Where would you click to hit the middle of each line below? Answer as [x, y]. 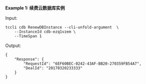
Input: [11, 18]
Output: [13, 46]
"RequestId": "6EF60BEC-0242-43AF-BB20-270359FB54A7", [83, 64]
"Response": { [29, 59]
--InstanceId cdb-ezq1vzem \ [45, 32]
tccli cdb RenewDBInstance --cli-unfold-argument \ [62, 27]
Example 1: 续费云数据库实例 [35, 8]
